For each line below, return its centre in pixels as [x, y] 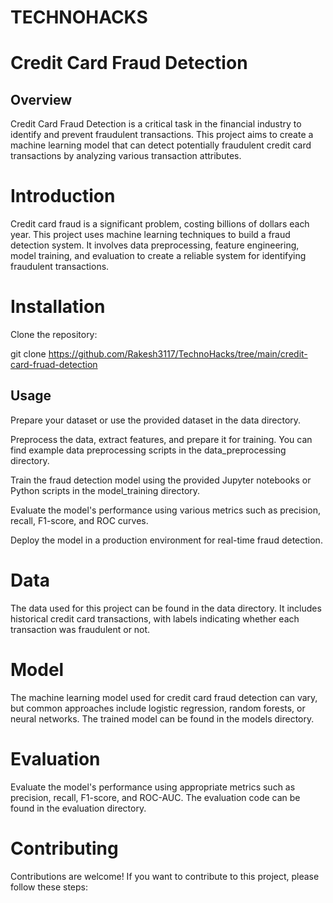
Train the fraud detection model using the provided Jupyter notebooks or [161, 480]
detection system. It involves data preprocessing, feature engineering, [155, 245]
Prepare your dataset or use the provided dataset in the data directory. [156, 420]
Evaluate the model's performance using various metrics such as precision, [165, 510]
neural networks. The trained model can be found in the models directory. [162, 718]
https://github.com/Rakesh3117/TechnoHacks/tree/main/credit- [178, 354]
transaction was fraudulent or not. [80, 629]
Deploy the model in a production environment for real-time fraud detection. [166, 540]
